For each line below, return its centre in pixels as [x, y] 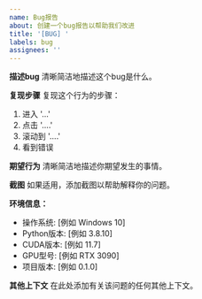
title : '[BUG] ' [39, 34]
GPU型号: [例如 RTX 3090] [70, 256]
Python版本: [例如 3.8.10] [67, 234]
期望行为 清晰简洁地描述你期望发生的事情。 [88, 166]
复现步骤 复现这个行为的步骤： [65, 96]
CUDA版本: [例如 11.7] [61, 245]
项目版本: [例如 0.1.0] [60, 267]
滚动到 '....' [41, 136]
